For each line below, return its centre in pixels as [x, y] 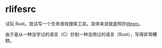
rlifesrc [21, 9]
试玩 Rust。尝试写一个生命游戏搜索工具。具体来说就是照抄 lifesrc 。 [74, 23]
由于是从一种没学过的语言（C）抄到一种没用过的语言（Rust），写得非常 [79, 34]
